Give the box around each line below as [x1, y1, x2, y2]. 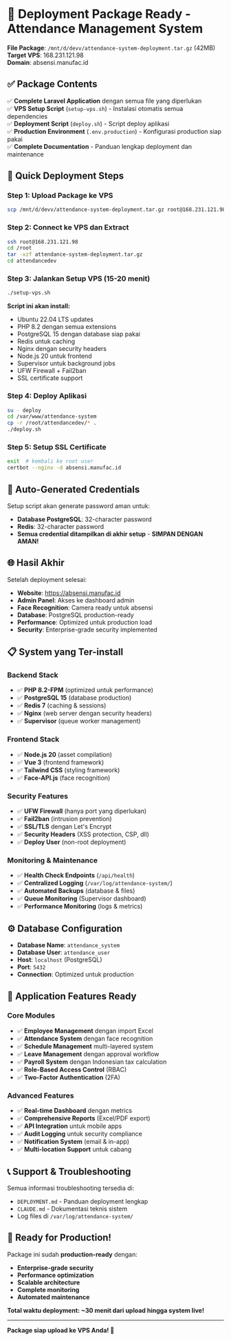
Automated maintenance [16, 1293, 90, 1301]
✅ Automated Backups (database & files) [16, 887, 135, 895]
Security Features [7, 791, 69, 800]
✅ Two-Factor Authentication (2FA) [16, 1073, 120, 1081]
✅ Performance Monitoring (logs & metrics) [16, 903, 143, 911]
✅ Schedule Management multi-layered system [16, 1042, 153, 1050]
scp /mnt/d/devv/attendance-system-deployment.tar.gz [7, 206, 165, 213]
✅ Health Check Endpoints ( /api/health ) [16, 871, 135, 880]
